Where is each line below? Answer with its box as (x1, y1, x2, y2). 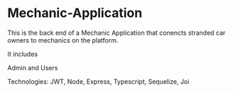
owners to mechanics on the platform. (7, 35, 119, 44)
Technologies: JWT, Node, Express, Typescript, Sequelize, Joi (7, 77, 190, 86)
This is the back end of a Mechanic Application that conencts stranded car (7, 28, 226, 37)
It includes (7, 50, 38, 58)
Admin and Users (7, 63, 58, 72)
